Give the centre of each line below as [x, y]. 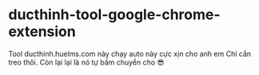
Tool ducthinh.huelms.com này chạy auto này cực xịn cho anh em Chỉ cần [130, 53]
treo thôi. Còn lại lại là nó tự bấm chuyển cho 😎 [87, 62]
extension [42, 32]
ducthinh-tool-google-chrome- [115, 15]
